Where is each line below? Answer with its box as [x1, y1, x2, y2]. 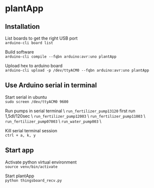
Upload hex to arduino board [5, 63, 63, 68]
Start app [5, 146, 34, 154]
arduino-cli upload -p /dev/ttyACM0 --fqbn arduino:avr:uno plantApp [5, 68, 150, 73]
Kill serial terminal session [5, 127, 58, 133]
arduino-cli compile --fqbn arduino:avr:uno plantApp [5, 54, 117, 59]
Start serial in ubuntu [5, 94, 47, 100]
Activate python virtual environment [5, 159, 77, 165]
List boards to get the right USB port [5, 35, 78, 41]
